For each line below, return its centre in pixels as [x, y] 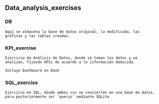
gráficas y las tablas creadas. [38, 36]
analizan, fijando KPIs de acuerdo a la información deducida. [70, 62]
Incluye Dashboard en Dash [32, 70]
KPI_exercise [21, 48]
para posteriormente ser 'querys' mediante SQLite [57, 97]
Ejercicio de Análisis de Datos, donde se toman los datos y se [71, 58]
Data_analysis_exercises [43, 8]
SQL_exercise [22, 82]
